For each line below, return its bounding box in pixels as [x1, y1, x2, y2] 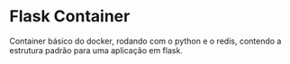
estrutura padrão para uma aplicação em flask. [9, 44, 183, 55]
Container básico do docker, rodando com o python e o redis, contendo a [9, 36, 282, 46]
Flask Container [9, 6, 131, 27]
